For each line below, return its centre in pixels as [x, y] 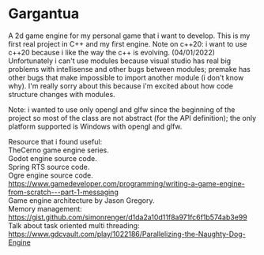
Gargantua [44, 14]
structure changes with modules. [62, 94]
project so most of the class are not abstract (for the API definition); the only [132, 118]
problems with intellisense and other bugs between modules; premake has [129, 69]
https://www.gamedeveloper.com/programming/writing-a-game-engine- [126, 183]
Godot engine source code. [53, 158]
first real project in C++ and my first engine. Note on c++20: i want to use [128, 43]
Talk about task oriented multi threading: [74, 225]
